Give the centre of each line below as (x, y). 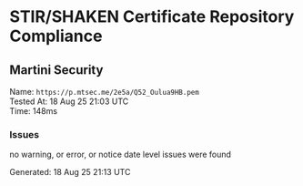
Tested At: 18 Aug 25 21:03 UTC (69, 101)
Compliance (56, 36)
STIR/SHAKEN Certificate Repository (152, 17)
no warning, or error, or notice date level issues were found (121, 155)
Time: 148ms (33, 111)
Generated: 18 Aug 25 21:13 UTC (70, 172)
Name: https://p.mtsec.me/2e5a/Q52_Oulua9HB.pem (105, 92)
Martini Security (56, 70)
